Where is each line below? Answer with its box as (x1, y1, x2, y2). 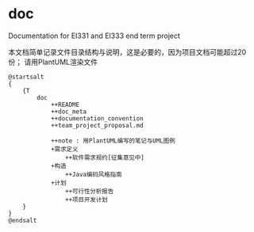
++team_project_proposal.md (50, 121, 144, 129)
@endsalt (8, 216, 37, 224)
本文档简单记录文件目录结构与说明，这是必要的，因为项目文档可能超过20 (8, 47, 247, 56)
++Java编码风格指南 (64, 170, 122, 178)
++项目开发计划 (64, 196, 109, 203)
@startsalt (8, 73, 44, 81)
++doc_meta (50, 108, 87, 116)
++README (50, 101, 80, 108)
